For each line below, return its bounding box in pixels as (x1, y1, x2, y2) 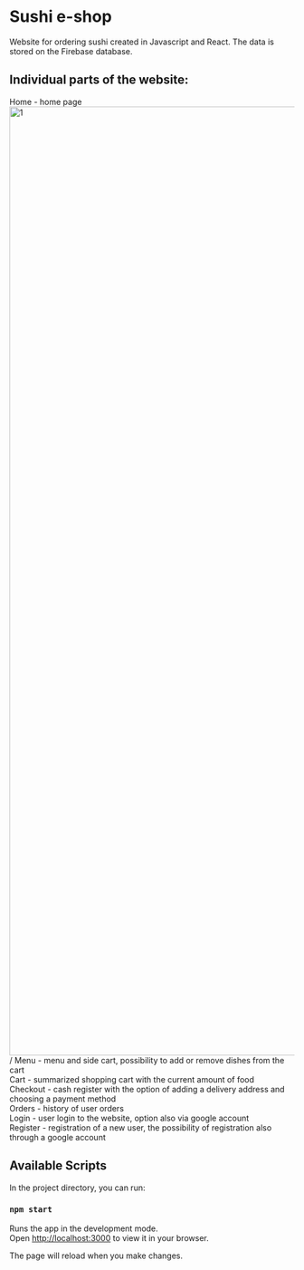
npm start (9, 1205, 52, 1215)
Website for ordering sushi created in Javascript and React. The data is (9, 36, 274, 47)
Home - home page (9, 96, 82, 107)
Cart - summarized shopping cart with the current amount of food (9, 1073, 255, 1084)
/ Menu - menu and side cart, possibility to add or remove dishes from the (9, 1054, 285, 1065)
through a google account (9, 1131, 107, 1142)
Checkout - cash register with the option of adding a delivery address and (9, 1083, 285, 1094)
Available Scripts (9, 1158, 107, 1174)
